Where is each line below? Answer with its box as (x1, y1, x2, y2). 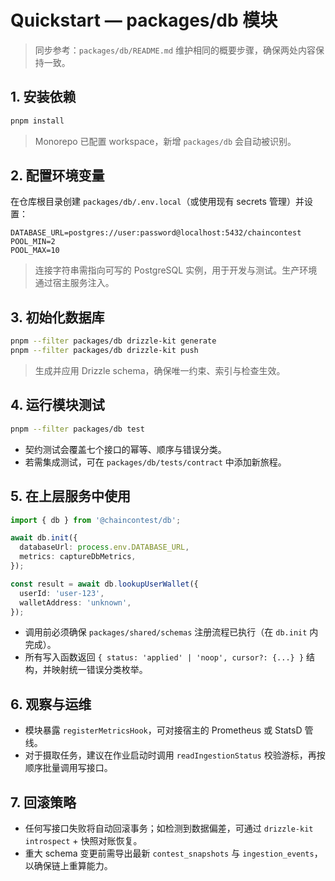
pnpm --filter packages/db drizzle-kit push (10, 346, 199, 356)
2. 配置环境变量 (10, 167, 105, 185)
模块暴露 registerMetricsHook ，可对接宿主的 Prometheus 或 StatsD (24, 724, 303, 736)
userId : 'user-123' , (19, 588, 105, 598)
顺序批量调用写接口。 (24, 762, 113, 774)
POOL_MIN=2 (10, 237, 56, 247)
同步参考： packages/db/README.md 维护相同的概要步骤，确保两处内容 (34, 44, 317, 56)
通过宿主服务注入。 (34, 277, 115, 289)
